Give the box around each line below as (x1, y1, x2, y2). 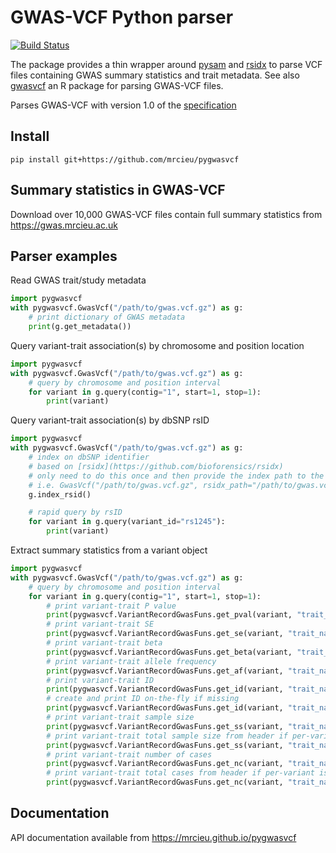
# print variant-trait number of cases (46, 749, 213, 760)
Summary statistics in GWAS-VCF (10, 182, 226, 199)
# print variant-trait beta (46, 638, 163, 648)
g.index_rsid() (28, 489, 92, 500)
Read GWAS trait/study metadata (10, 274, 147, 286)
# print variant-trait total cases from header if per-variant (46, 768, 315, 778)
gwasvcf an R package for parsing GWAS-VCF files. (10, 79, 224, 91)
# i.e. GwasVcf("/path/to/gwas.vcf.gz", (28, 480, 199, 490)
